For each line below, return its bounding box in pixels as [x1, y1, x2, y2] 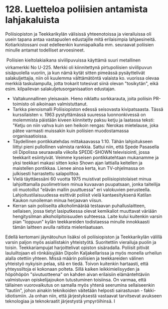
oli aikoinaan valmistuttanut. [30, 101, 88, 107]
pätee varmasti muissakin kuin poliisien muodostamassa [12, 128, 129, 134]
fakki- [143, 287, 156, 293]
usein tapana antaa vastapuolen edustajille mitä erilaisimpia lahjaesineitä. [5, 36, 156, 42]
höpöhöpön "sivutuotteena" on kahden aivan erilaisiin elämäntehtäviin [5, 271, 150, 277]
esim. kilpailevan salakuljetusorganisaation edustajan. [5, 86, 116, 92]
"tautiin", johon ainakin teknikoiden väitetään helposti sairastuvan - [5, 287, 143, 293]
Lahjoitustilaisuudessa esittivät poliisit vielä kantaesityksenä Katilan [12, 192, 151, 198]
